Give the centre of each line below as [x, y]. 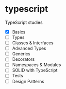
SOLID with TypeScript [35, 70]
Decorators [23, 59]
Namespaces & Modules [36, 65]
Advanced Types [29, 48]
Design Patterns [28, 81]
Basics [19, 32]
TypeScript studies [24, 22]
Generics [21, 54]
